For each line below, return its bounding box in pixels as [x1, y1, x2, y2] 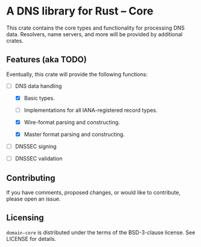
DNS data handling [14, 82, 62, 89]
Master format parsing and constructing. [24, 131, 125, 138]
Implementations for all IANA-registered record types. [24, 106, 158, 114]
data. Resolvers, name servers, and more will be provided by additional [6, 30, 183, 37]
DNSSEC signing [14, 143, 57, 150]
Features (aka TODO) [6, 54, 87, 65]
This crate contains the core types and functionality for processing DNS [6, 24, 185, 31]
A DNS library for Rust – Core [6, 4, 154, 18]
